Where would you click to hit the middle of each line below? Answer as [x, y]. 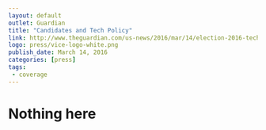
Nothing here [52, 114]
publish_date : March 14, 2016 [58, 52]
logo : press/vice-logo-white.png [63, 45]
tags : [17, 67]
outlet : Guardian [37, 23]
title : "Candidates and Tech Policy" [70, 30]
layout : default [35, 15]
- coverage [29, 75]
